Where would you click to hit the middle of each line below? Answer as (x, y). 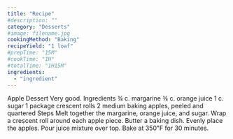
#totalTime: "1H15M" (37, 66)
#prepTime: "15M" (33, 53)
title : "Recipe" (31, 14)
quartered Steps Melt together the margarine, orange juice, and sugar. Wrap (117, 113)
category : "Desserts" (39, 27)
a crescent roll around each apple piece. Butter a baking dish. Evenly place (115, 121)
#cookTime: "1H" (31, 59)
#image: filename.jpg (39, 33)
